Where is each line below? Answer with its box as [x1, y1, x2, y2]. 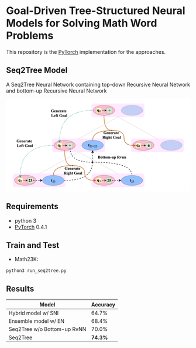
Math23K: [14, 256, 39, 263]
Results [6, 284, 35, 294]
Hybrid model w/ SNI [8, 309, 59, 316]
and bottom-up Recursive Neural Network [6, 87, 107, 94]
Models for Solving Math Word [6, 16, 157, 30]
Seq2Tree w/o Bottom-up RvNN [8, 326, 87, 333]
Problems [6, 29, 54, 42]
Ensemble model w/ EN [8, 318, 65, 325]
